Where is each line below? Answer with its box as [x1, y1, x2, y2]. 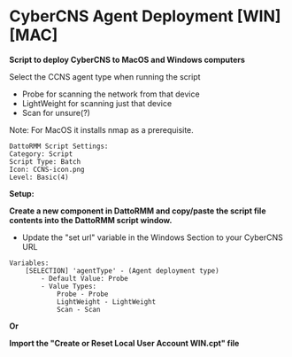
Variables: [9, 259, 50, 268]
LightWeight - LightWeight [56, 297, 157, 307]
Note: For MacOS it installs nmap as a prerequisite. [9, 124, 195, 135]
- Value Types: [41, 282, 97, 291]
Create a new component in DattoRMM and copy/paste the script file [9, 206, 267, 216]
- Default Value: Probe [41, 274, 128, 283]
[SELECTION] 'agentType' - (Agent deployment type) [25, 266, 219, 276]
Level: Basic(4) [9, 173, 69, 182]
